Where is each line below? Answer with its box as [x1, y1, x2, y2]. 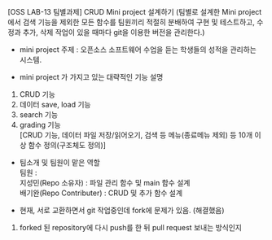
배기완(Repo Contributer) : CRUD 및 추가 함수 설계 [19, 188, 183, 198]
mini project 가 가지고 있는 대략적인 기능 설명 [19, 72, 164, 81]
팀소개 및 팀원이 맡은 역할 [19, 158, 101, 167]
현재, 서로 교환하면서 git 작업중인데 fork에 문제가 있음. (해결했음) [19, 206, 225, 215]
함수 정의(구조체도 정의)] [28, 141, 107, 150]
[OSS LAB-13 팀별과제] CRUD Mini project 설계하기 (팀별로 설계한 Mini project [7, 7, 262, 16]
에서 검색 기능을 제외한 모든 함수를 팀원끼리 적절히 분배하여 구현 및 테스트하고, [7, 17, 256, 27]
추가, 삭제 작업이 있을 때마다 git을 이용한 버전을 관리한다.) [22, 28, 205, 37]
